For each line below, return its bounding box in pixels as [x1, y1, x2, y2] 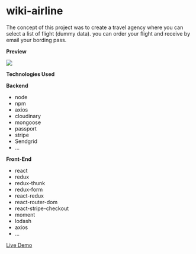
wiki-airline [6, 4, 63, 18]
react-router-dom [14, 198, 58, 205]
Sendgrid [14, 138, 37, 145]
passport [14, 125, 37, 132]
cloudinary [14, 112, 41, 119]
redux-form [14, 186, 43, 193]
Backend [6, 82, 28, 89]
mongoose [14, 119, 41, 126]
